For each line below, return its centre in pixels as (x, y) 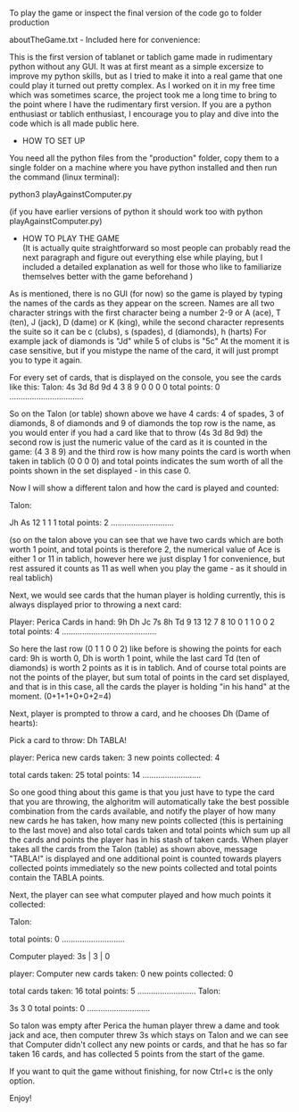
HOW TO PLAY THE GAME (71, 238)
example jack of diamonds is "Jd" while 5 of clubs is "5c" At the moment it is (149, 341)
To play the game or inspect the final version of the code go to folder (136, 13)
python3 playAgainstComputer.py (71, 194)
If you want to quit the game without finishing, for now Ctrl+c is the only (141, 1071)
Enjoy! (21, 1098)
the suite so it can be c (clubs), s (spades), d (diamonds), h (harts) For (138, 331)
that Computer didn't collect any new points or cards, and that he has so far (148, 1045)
